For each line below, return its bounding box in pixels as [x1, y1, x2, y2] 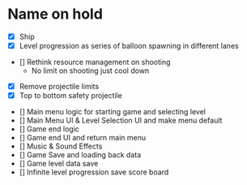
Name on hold [7, 5, 103, 24]
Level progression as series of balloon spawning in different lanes [19, 41, 240, 50]
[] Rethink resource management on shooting [19, 58, 171, 67]
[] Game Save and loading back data [19, 150, 142, 160]
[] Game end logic [19, 124, 80, 134]
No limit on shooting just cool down [31, 66, 150, 75]
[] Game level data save [19, 159, 99, 169]
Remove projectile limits [19, 82, 100, 92]
